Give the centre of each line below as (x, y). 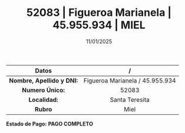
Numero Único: (44, 90)
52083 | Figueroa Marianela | (99, 13)
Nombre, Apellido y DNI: (44, 81)
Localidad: (44, 99)
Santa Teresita (130, 99)
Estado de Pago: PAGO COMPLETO (49, 124)
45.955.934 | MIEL (99, 25)
